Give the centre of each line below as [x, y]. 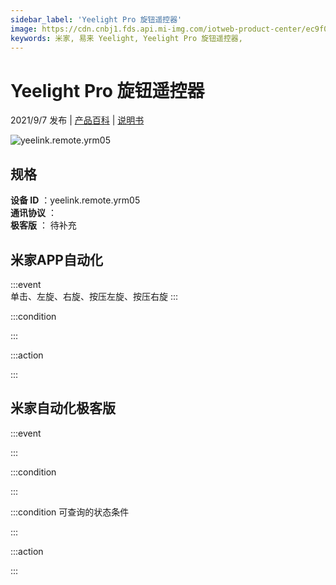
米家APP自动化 [56, 259]
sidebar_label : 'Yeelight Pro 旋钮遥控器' [96, 19]
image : [24, 29]
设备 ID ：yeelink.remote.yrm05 [75, 200]
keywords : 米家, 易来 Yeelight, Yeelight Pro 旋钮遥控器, [126, 38]
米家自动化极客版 [63, 408]
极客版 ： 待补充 [43, 225]
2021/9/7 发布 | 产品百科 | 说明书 [77, 120]
